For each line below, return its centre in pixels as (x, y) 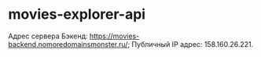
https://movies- (114, 36)
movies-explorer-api (77, 14)
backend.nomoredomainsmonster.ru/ (68, 44)
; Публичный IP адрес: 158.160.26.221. (191, 44)
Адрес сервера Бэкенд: (48, 36)
